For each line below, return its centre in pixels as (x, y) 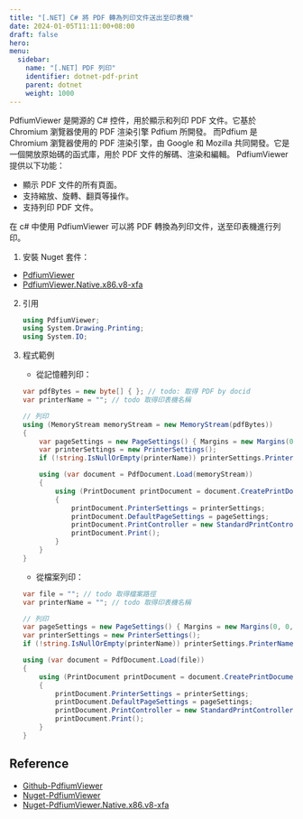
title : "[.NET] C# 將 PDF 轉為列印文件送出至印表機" (101, 18)
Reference (39, 764)
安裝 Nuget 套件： (56, 256)
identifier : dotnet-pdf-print (83, 77)
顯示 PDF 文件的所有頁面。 (72, 184)
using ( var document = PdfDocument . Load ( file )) (114, 660)
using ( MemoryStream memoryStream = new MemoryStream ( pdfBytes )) (147, 424)
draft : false (34, 34)
